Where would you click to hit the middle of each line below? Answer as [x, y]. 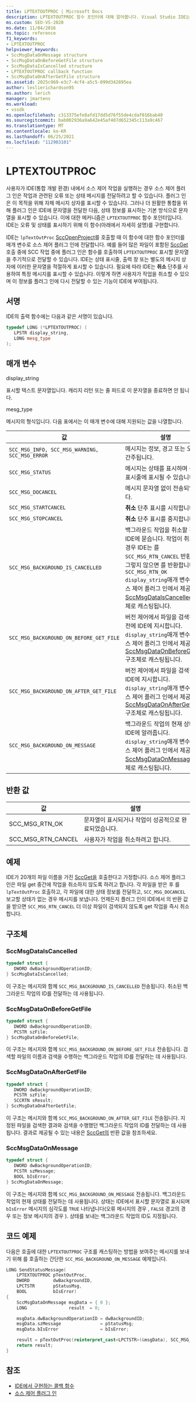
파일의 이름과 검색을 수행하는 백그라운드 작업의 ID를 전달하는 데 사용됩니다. [102, 1056]
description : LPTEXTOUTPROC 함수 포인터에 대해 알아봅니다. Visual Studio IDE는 [98, 17]
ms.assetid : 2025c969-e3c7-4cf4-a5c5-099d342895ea [69, 83]
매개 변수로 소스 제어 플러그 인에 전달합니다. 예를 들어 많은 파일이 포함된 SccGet [97, 244]
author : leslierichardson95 [40, 88]
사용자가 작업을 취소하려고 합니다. [127, 839]
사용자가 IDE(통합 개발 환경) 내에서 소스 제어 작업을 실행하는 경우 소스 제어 [90, 188]
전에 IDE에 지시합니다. [154, 625]
